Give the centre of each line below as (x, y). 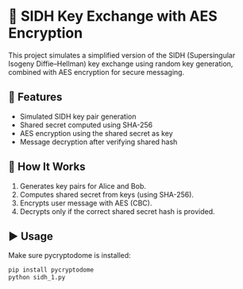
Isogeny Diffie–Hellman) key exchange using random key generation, (121, 64)
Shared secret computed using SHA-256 (86, 125)
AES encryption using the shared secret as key (96, 133)
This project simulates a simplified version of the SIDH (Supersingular (122, 55)
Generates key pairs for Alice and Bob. (83, 186)
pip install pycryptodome (51, 270)
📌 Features (35, 98)
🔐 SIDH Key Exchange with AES (113, 16)
